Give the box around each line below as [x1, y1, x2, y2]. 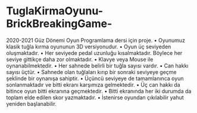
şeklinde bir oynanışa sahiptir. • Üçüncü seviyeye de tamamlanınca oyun [6, 75, 184, 82]
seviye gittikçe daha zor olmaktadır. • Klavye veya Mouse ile [6, 56, 154, 63]
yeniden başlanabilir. [6, 100, 57, 107]
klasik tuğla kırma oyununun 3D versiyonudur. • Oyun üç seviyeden [6, 43, 171, 50]
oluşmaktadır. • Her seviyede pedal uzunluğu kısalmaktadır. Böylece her [6, 49, 183, 56]
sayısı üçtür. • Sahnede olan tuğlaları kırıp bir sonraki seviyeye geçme [6, 68, 177, 75]
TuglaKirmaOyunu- [6, 4, 103, 18]
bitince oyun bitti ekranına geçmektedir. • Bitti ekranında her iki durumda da [6, 87, 192, 94]
